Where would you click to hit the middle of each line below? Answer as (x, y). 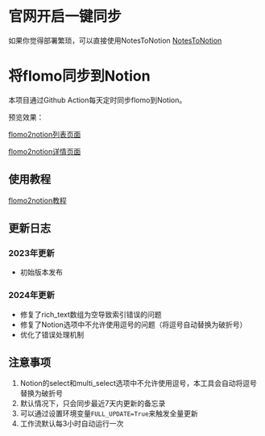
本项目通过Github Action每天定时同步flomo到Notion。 (97, 100)
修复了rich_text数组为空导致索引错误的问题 (91, 314)
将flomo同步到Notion (79, 76)
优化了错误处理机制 (52, 334)
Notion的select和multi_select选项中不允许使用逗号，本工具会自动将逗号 (139, 384)
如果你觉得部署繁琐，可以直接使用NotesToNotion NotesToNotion (115, 40)
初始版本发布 (41, 272)
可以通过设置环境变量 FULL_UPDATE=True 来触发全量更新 (109, 413)
